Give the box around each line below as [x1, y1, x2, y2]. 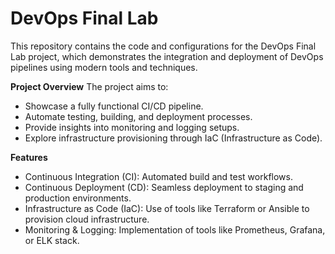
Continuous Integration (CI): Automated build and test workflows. [24, 170, 293, 182]
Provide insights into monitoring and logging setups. [24, 121, 240, 133]
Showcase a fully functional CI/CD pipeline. [24, 100, 204, 112]
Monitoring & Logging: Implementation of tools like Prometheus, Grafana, [24, 223, 326, 236]
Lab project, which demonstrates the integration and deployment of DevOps [10, 50, 324, 62]
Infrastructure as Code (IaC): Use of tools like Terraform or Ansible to [24, 202, 310, 214]
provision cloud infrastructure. [24, 213, 150, 225]
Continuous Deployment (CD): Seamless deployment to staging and [24, 181, 304, 193]
